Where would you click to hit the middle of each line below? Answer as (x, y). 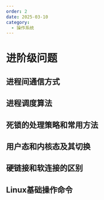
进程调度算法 (29, 103)
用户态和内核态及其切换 (48, 147)
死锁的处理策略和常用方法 (52, 125)
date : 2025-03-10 (27, 17)
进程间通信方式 (33, 81)
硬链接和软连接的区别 (44, 168)
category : (18, 22)
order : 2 (17, 11)
